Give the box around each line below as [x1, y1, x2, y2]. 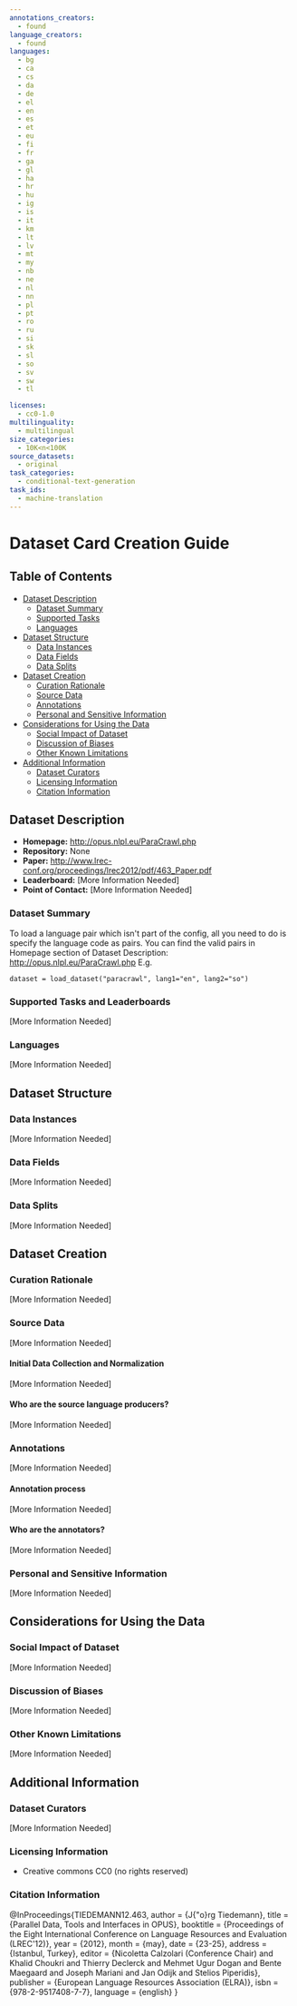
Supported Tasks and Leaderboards [9, 995, 171, 1008]
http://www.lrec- [50, 855, 112, 867]
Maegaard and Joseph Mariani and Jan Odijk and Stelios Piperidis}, [9, 1967, 261, 1978]
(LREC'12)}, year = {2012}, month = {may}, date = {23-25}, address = [9, 1938, 267, 1949]
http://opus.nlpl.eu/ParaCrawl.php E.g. [9, 957, 153, 968]
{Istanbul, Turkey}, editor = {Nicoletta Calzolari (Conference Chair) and [9, 1948, 273, 1959]
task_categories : [9, 468, 75, 477]
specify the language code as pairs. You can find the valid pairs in [9, 937, 255, 949]
